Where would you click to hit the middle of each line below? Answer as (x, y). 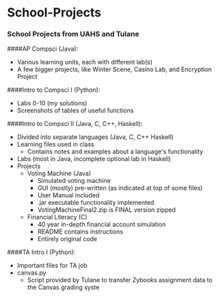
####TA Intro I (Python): (41, 252)
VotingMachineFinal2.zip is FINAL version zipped (106, 210)
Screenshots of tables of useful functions (75, 110)
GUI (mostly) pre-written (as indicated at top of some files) (120, 188)
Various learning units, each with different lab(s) (85, 62)
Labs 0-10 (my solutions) (52, 103)
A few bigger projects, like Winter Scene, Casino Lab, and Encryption (114, 69)
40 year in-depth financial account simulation (102, 225)
